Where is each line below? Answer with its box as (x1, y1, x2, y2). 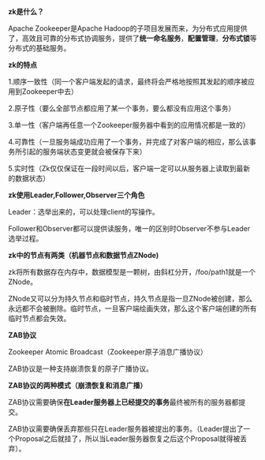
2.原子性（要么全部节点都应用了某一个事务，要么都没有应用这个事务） (8, 103, 236, 113)
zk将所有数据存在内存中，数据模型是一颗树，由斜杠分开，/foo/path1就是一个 (8, 267, 256, 276)
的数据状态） (8, 174, 50, 183)
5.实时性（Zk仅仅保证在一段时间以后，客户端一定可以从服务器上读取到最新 (8, 164, 251, 173)
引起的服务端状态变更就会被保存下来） (21, 147, 147, 156)
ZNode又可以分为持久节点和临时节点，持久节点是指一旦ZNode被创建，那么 (8, 294, 252, 303)
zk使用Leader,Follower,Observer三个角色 (8, 190, 145, 200)
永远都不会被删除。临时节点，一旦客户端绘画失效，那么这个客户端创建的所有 (8, 304, 257, 313)
